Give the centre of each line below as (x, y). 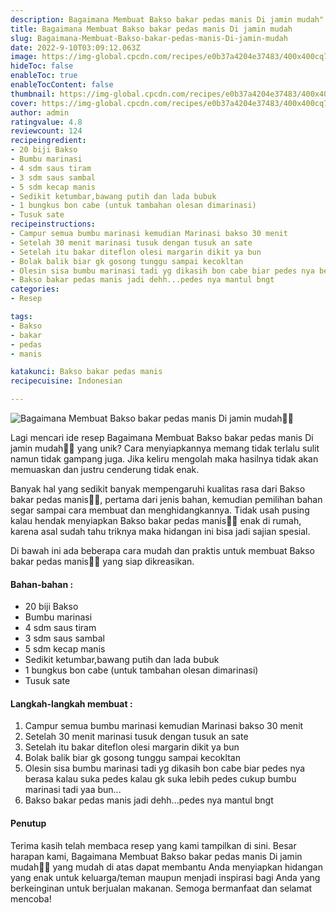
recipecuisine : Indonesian (66, 381)
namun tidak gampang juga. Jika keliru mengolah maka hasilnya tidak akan (164, 459)
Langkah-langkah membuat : (71, 703)
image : (24, 57)
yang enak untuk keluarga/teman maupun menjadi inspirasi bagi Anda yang (165, 877)
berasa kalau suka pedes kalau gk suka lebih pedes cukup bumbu (160, 779)
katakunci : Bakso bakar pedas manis (86, 372)
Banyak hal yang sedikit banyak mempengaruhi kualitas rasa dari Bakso (158, 489)
